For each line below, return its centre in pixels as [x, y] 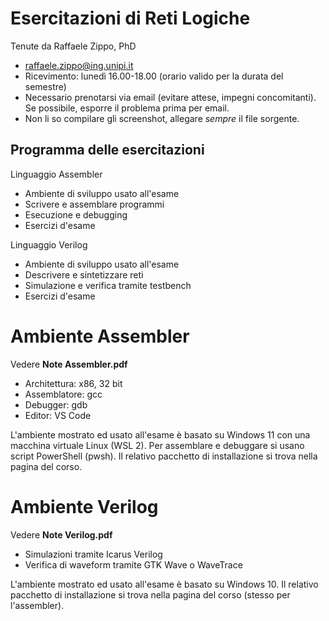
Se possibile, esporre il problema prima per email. [127, 108]
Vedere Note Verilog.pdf [61, 534]
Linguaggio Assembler [56, 174]
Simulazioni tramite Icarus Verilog [93, 554]
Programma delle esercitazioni [107, 150]
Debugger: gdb [56, 404]
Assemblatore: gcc [63, 394]
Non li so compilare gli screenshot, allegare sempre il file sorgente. [162, 118]
